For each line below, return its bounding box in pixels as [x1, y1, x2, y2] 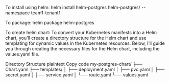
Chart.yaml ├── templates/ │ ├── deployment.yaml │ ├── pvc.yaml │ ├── [5, 66, 165, 72]
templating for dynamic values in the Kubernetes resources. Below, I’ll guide [5, 40, 165, 46]
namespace [5, 10, 30, 16]
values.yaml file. [5, 51, 40, 57]
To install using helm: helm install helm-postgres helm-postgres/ [5, 5, 140, 10]
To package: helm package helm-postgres [5, 20, 94, 25]
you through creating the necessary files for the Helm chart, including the [5, 46, 160, 51]
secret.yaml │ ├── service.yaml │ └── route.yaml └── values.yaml [5, 72, 148, 78]
